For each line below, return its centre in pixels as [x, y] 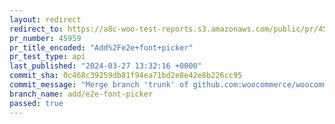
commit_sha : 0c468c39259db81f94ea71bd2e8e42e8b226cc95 [126, 76]
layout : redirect [45, 19]
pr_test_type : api [47, 57]
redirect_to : [36, 29]
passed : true [36, 103]
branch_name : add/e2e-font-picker [81, 94]
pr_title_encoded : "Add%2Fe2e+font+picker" [101, 47]
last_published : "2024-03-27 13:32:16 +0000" [105, 66]
